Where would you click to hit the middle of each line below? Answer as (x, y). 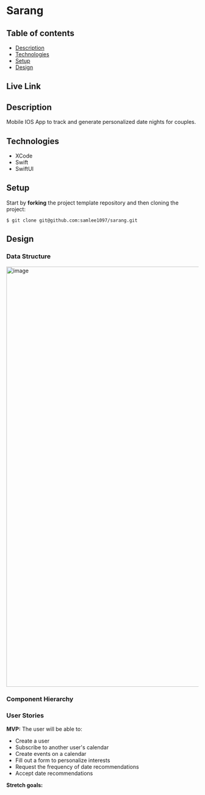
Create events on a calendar (51, 753)
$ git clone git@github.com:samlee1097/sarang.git (72, 220)
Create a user (32, 741)
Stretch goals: (25, 785)
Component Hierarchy (40, 699)
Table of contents (40, 33)
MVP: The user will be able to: (44, 729)
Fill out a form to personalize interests (63, 760)
